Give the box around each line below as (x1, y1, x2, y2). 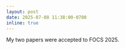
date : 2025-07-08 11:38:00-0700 (6, 14, 87, 20)
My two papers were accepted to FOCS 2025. (6, 36, 120, 44)
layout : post (6, 8, 39, 15)
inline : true (6, 20, 39, 26)
